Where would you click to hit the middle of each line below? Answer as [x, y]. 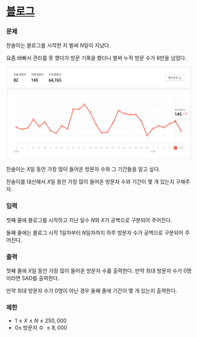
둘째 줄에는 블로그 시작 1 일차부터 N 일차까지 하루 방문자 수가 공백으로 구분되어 [95, 232]
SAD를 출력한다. [40, 278]
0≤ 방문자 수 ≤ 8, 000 [41, 328]
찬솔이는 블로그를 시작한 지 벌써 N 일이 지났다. [58, 46]
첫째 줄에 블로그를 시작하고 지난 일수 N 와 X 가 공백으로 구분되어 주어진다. [89, 220]
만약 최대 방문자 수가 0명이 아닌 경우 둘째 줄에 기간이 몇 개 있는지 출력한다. [92, 291]
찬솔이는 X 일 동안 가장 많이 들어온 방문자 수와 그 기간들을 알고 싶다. [83, 169]
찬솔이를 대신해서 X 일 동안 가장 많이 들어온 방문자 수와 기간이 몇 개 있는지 [91, 182]
